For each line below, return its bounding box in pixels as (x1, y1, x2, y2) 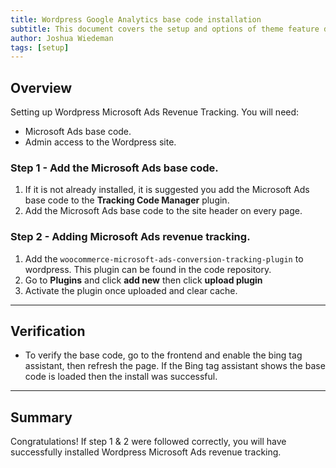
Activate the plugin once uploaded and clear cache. (24, 284, 238, 296)
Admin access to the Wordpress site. (24, 136, 177, 148)
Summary (10, 409, 73, 426)
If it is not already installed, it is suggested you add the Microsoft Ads (24, 184, 310, 196)
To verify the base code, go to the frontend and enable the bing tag (24, 349, 303, 361)
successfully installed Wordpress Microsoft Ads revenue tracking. (10, 446, 282, 458)
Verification (10, 323, 86, 340)
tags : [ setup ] (10, 42, 70, 53)
